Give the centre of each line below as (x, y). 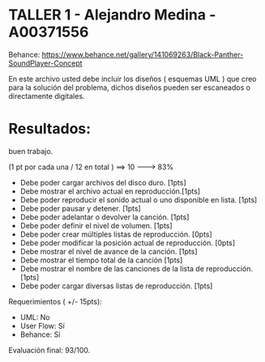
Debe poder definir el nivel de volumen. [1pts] (96, 225)
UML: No (35, 317)
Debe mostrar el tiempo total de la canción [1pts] (101, 260)
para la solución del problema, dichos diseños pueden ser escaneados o (130, 87)
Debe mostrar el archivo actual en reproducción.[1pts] (110, 191)
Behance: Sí (40, 334)
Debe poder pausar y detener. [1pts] (81, 208)
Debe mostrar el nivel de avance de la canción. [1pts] (109, 251)
